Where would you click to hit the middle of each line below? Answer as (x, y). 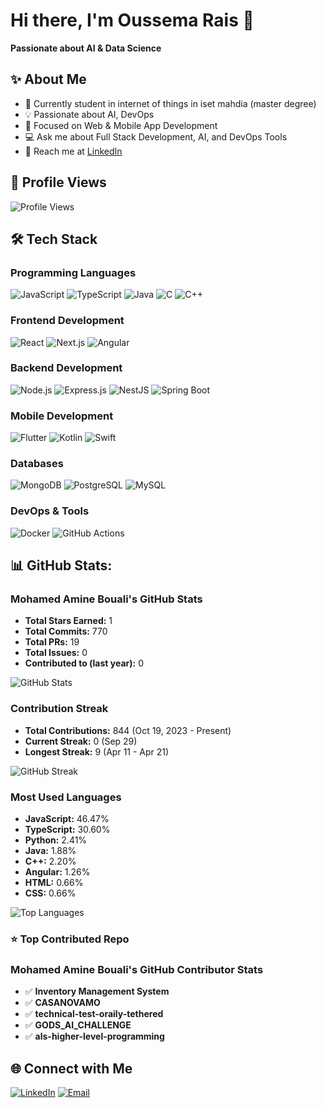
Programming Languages (73, 272)
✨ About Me (48, 79)
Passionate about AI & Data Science (86, 48)
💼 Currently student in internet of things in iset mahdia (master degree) (170, 103)
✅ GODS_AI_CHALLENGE (78, 1025)
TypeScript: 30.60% (67, 830)
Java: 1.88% (50, 851)
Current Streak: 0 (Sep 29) (81, 741)
